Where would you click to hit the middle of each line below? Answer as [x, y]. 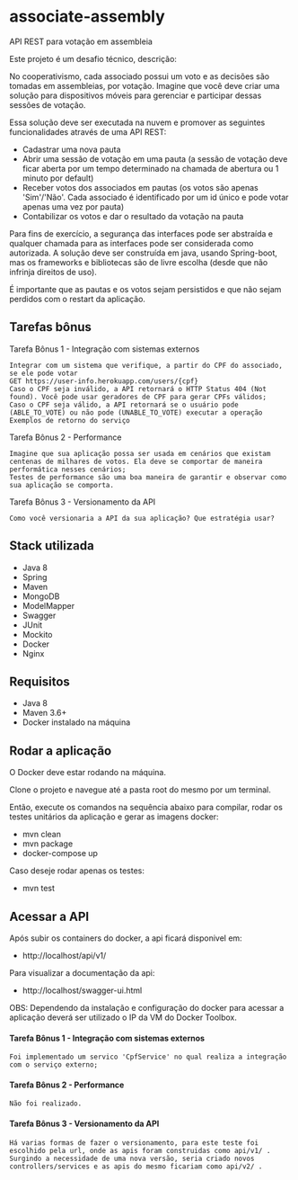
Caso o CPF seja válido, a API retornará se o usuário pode [124, 405]
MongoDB [41, 596]
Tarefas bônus [51, 327]
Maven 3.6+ [44, 713]
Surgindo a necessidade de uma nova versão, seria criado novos [132, 1158]
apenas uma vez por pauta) [73, 206]
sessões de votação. [48, 104]
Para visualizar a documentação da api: [82, 973]
